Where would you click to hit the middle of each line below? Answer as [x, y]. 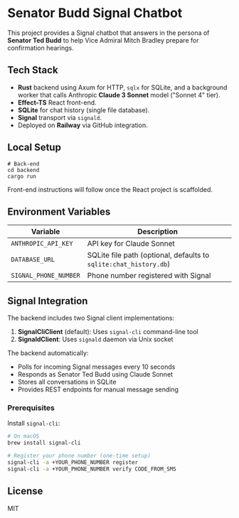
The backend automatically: [48, 353]
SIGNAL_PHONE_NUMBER [46, 276]
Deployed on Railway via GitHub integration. [83, 125]
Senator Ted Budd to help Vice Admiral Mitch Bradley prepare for [103, 40]
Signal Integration [48, 301]
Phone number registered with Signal [149, 276]
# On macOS [23, 436]
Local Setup [34, 147]
